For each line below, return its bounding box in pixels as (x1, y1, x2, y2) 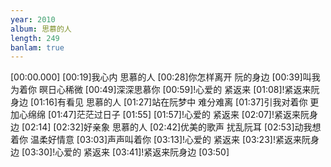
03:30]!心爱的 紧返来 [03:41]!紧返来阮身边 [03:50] (24, 146, 230, 158)
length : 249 (10, 33, 60, 43)
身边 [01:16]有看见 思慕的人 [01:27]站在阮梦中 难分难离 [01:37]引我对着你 (10, 96, 308, 108)
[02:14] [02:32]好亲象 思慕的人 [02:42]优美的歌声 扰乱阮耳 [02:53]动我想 (21, 121, 322, 133)
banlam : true (10, 42, 65, 53)
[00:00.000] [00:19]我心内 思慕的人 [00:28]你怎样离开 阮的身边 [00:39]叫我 (10, 71, 321, 83)
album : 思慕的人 (10, 24, 72, 34)
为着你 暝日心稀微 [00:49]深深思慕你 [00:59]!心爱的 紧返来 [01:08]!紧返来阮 (10, 84, 320, 96)
